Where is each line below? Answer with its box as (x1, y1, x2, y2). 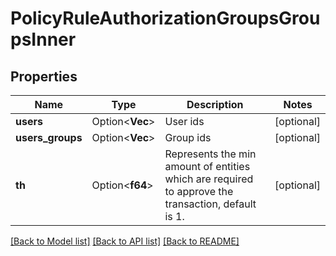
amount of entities (164, 160, 251, 173)
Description (186, 98, 244, 111)
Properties (10, 68, 78, 85)
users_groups (15, 131, 83, 144)
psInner (10, 28, 77, 51)
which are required (164, 172, 254, 186)
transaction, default (164, 197, 257, 211)
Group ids (164, 131, 212, 144)
